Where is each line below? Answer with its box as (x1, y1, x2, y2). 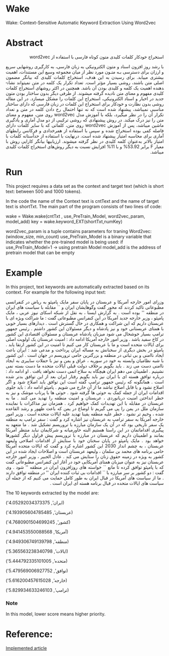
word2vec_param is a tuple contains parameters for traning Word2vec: (6, 228, 152, 234)
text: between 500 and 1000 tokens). (6, 188, 82, 194)
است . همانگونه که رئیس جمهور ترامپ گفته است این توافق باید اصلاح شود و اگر (6, 378, 164, 384)
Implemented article (6, 645, 47, 651)
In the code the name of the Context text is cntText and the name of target (6, 198, 159, 204)
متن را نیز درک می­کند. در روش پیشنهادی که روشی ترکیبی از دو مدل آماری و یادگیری (6, 116, 164, 123)
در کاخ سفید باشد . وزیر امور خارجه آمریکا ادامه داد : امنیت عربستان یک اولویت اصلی (6, 336, 164, 342)
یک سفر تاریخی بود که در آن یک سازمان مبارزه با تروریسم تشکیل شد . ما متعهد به (6, 421, 164, 427)
